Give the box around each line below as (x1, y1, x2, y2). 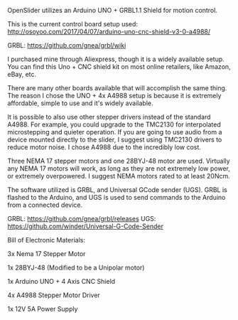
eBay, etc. (7, 70, 37, 78)
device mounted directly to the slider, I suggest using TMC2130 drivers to (7, 135, 222, 144)
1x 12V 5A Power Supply (7, 305, 78, 313)
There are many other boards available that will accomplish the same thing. (7, 84, 227, 92)
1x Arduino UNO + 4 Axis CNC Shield (7, 277, 116, 285)
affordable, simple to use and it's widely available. (7, 99, 153, 107)
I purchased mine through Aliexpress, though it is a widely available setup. (7, 55, 225, 63)
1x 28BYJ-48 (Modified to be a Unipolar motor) (7, 263, 145, 272)
